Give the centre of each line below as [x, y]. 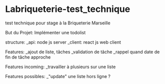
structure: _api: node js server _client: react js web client [63, 42]
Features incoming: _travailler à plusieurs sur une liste [60, 67]
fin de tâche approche [28, 57]
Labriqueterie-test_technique [68, 9]
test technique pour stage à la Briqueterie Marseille [58, 23]
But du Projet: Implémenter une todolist [45, 32]
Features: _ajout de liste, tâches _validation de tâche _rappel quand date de [82, 52]
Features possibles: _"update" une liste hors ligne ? [58, 76]
